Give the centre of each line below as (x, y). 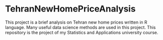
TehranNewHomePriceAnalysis (70, 9)
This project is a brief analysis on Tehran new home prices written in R (76, 22)
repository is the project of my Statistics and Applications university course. (82, 32)
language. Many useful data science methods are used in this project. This (81, 27)
